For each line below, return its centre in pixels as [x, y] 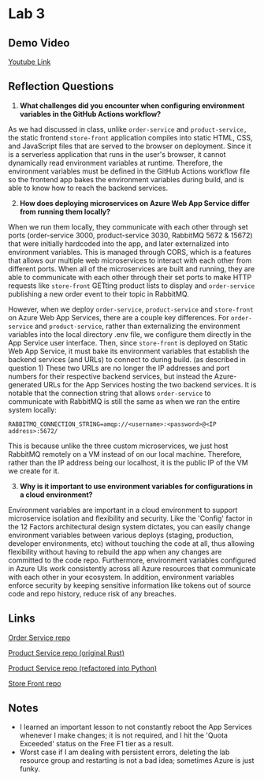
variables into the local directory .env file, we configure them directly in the [130, 334]
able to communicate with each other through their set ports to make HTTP [130, 277]
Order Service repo [39, 637]
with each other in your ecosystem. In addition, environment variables [121, 577]
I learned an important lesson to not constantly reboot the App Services [136, 727]
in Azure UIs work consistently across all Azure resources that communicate [132, 568]
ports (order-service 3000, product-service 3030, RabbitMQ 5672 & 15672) [131, 235]
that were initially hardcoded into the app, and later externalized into [119, 243]
